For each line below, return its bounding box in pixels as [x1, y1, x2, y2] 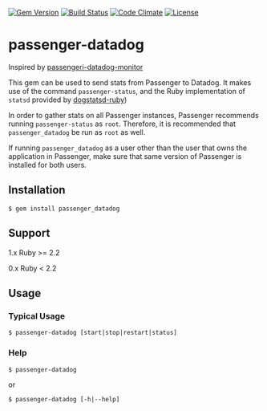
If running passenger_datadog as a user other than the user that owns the [8, 143, 247, 153]
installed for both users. [8, 160, 87, 169]
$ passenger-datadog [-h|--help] [8, 395, 120, 403]
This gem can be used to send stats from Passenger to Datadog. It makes [8, 77, 252, 87]
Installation [8, 183, 66, 197]
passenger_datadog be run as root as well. [8, 127, 146, 136]
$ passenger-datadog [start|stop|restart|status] [8, 329, 178, 337]
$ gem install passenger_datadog [8, 205, 120, 213]
